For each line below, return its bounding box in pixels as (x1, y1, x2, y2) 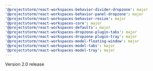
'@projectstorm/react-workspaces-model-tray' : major (5, 48, 115, 53)
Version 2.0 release (5, 61, 45, 67)
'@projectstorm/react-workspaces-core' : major (5, 20, 102, 26)
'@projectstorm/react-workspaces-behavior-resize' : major (5, 16, 126, 21)
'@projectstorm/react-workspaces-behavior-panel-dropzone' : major (5, 12, 144, 17)
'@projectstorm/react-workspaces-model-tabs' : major (5, 43, 115, 48)
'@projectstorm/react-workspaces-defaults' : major (5, 25, 111, 30)
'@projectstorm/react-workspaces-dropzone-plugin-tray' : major (5, 35, 137, 39)
